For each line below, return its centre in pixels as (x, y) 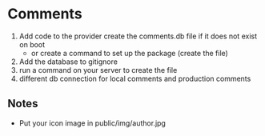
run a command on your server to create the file (98, 70)
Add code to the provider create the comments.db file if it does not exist (138, 36)
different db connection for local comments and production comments (135, 78)
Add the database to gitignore (68, 62)
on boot (32, 44)
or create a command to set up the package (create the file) (130, 53)
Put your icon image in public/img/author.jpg (92, 123)
